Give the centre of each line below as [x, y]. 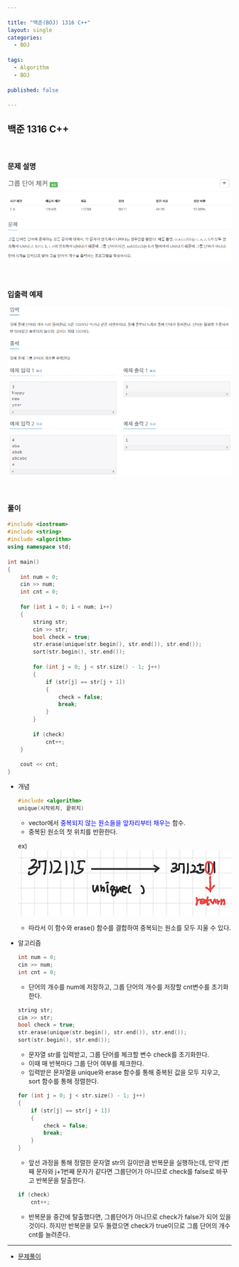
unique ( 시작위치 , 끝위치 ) [51, 809]
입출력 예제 [25, 295]
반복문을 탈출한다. [61, 1180]
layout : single [30, 30]
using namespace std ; [39, 547]
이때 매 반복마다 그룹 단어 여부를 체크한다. [86, 1064]
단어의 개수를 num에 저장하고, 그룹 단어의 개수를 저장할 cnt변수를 [119, 987]
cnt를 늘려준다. [49, 1234]
